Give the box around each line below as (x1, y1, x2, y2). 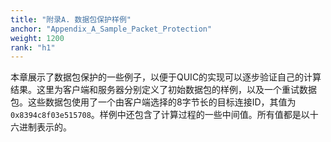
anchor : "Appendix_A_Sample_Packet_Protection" (10, 24, 213, 34)
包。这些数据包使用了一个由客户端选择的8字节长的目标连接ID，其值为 (10, 96, 297, 108)
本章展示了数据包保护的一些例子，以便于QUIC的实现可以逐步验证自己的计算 (10, 71, 322, 83)
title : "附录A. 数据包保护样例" (10, 14, 132, 25)
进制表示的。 (18, 121, 72, 133)
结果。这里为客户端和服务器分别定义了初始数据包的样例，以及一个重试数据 (10, 84, 317, 96)
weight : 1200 (10, 33, 65, 43)
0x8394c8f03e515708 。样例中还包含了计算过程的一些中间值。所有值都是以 (10, 109, 310, 121)
